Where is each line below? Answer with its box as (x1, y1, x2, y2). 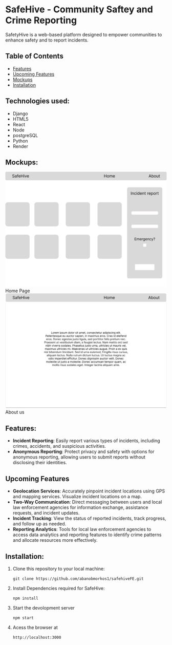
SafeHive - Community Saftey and (5, 4, 154, 15)
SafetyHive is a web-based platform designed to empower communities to (5, 31, 162, 37)
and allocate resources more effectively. (12, 537, 98, 543)
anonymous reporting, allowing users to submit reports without (12, 454, 146, 460)
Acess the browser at (12, 624, 58, 630)
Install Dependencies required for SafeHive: (12, 585, 105, 591)
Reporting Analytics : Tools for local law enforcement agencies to (12, 526, 152, 533)
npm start (12, 615, 34, 620)
